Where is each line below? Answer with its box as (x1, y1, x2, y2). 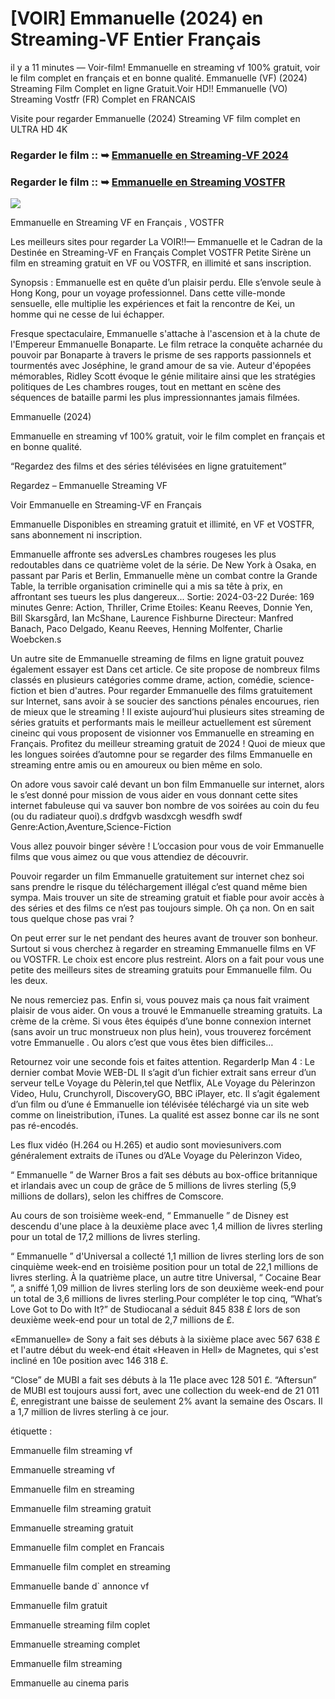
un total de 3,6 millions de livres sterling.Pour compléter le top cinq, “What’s (10, 1293, 323, 1305)
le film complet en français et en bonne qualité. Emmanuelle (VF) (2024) (10, 72, 308, 84)
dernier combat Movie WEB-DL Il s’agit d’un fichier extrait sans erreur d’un (10, 1067, 317, 1079)
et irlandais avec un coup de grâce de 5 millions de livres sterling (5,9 (10, 1180, 297, 1192)
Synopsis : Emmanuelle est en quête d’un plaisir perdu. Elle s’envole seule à (10, 277, 322, 289)
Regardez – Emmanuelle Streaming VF (10, 480, 168, 492)
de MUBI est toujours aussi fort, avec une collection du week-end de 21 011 (10, 1385, 320, 1397)
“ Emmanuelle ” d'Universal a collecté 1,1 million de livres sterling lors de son (10, 1250, 325, 1262)
